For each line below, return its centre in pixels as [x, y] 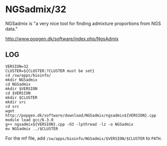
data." [11, 28]
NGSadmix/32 [36, 9]
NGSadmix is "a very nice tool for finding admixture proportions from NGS [83, 23]
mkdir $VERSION [21, 89]
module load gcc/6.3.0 [29, 120]
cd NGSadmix [18, 84]
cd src [12, 106]
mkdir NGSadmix [21, 80]
